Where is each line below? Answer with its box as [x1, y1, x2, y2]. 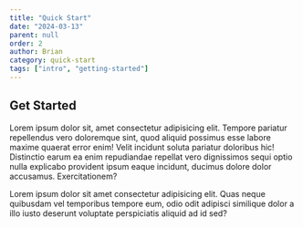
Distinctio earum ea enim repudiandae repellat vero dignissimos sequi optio [9, 151, 293, 162]
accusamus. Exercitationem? [9, 171, 118, 181]
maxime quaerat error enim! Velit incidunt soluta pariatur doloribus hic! [9, 141, 276, 152]
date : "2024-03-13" [9, 22, 84, 31]
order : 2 [9, 38, 43, 48]
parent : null [9, 30, 59, 39]
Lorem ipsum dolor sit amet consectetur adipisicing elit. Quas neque [9, 188, 266, 199]
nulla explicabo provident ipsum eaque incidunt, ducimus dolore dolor [9, 161, 272, 171]
